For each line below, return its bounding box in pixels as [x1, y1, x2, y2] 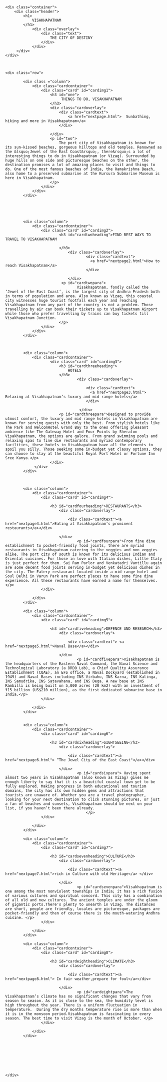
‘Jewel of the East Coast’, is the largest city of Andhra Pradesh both [5, 289, 160, 294]
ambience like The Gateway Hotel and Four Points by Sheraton [5, 429, 137, 434]
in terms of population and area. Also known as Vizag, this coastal [5, 294, 153, 299]
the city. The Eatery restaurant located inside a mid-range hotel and [5, 569, 157, 574]
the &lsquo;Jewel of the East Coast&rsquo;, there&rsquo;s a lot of [5, 149, 151, 154]
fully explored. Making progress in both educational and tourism [5, 784, 146, 789]
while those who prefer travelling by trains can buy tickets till [5, 311, 149, 316]
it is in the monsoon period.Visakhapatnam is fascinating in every [5, 1011, 151, 1016]
